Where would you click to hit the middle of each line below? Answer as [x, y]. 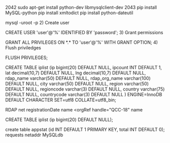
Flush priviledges [23, 48]
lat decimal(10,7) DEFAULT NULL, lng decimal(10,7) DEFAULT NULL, [76, 73]
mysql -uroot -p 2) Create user [37, 23]
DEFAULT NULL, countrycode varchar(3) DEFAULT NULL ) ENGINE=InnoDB [84, 94]
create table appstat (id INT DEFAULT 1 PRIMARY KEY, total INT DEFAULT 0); [85, 130]
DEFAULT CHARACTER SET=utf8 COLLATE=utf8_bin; [61, 100]
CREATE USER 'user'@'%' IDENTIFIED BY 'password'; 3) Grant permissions [84, 32]
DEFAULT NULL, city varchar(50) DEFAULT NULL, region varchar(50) [77, 84]
